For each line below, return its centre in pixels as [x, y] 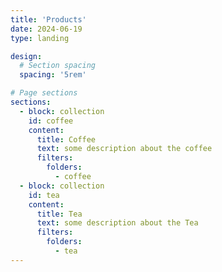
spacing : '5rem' [53, 75]
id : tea [44, 195]
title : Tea [59, 214]
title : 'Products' [48, 19]
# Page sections [44, 93]
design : [26, 56]
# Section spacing [58, 66]
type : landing [40, 38]
